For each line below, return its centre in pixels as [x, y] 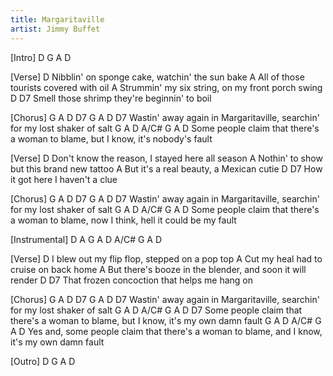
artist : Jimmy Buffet [55, 29]
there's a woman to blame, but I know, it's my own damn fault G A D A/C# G [166, 320]
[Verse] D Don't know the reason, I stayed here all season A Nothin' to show [166, 158]
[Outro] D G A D [43, 361]
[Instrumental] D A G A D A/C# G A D [86, 239]
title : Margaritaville [57, 19]
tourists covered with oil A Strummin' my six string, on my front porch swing [166, 87]
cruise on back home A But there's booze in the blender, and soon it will [158, 269]
